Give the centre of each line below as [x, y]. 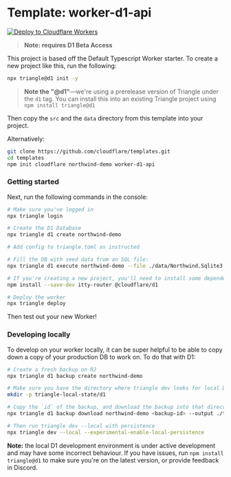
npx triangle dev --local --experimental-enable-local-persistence [106, 432]
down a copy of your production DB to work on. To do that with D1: [101, 357]
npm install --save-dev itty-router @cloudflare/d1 [82, 285]
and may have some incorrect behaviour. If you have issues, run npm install [115, 453]
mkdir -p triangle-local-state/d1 [57, 395]
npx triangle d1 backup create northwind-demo [75, 376]
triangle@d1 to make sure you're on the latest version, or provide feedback [113, 460]
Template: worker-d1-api [79, 13]
